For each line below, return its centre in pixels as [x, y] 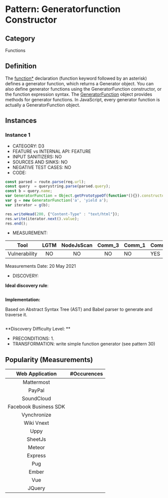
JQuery [36, 488]
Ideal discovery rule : [27, 286]
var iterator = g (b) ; [28, 205]
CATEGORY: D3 [28, 146]
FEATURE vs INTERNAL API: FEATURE [52, 151]
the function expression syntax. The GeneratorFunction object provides [79, 94]
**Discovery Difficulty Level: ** [38, 329]
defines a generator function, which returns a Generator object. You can [79, 83]
